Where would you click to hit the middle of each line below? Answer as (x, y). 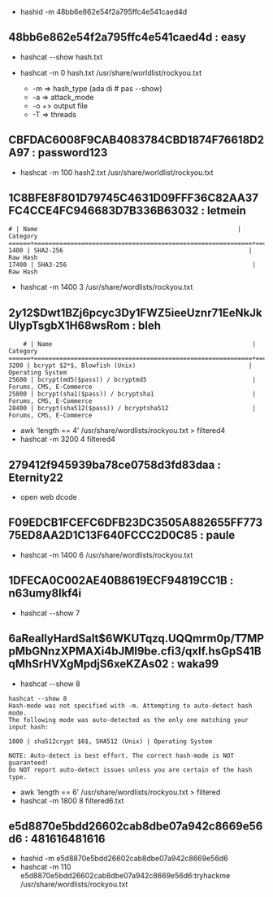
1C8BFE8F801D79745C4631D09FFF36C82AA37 (133, 198)
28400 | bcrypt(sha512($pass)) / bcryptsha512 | (132, 409)
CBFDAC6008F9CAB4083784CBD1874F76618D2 (136, 140)
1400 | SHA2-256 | (130, 251)
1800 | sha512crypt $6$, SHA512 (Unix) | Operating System (110, 741)
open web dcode (48, 497)
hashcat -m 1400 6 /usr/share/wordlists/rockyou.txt (106, 555)
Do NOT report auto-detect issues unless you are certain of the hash (130, 770)
